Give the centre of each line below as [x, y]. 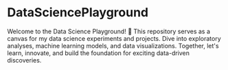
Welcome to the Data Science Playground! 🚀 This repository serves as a [109, 31]
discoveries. [24, 60]
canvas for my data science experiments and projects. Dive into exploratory [114, 38]
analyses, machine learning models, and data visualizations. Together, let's [113, 46]
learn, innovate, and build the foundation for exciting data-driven [99, 53]
